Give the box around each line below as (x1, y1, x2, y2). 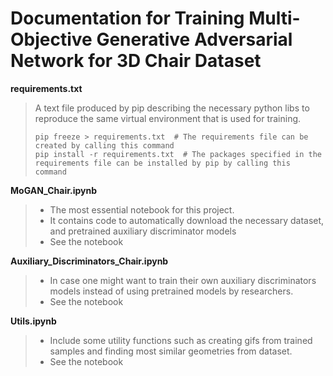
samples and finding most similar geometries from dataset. (49, 345, 293, 357)
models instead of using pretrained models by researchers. (49, 285, 294, 297)
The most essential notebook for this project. (49, 203, 235, 216)
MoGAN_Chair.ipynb (10, 184, 98, 196)
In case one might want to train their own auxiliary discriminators (49, 274, 317, 286)
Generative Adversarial (96, 28, 293, 51)
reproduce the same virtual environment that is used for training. (34, 112, 302, 124)
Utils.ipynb (10, 315, 57, 327)
